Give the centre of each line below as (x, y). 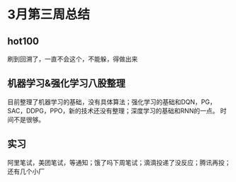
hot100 (23, 41)
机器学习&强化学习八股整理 (67, 83)
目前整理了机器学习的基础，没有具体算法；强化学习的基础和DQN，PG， (112, 102)
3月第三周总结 (49, 15)
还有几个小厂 (26, 171)
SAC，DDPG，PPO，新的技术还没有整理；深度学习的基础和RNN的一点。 (113, 110)
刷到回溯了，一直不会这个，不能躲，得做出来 (73, 59)
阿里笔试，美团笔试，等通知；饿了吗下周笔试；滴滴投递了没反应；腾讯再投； (119, 162)
